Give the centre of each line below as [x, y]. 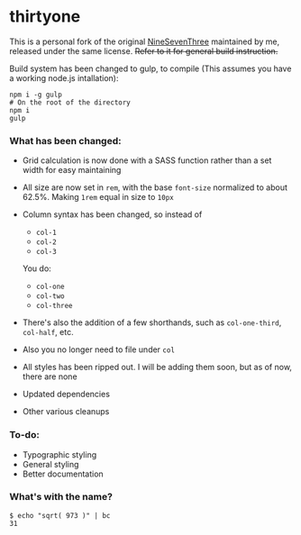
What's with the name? [61, 497]
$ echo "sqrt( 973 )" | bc [60, 515]
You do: [36, 268]
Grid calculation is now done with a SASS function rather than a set [147, 160]
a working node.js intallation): [64, 77]
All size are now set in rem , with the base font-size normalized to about [155, 187]
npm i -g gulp [36, 95]
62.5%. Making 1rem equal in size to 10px [98, 197]
